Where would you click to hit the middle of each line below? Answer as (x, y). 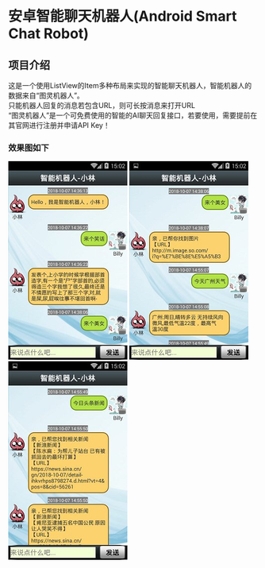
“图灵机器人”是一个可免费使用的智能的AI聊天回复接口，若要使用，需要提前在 (133, 115)
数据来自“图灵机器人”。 (46, 95)
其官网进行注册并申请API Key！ (59, 125)
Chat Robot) (49, 34)
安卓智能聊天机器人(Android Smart (123, 16)
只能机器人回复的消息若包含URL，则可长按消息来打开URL (102, 105)
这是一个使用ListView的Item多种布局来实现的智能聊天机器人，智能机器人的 (130, 85)
